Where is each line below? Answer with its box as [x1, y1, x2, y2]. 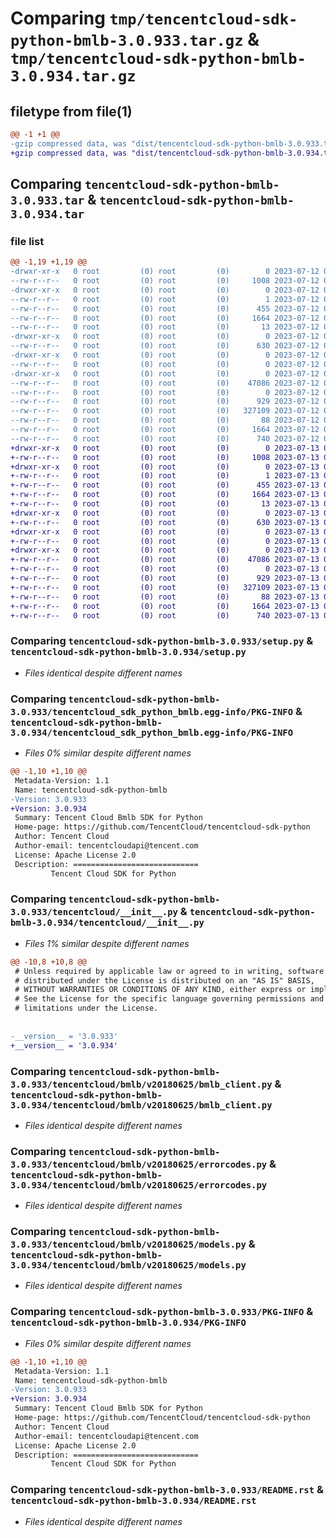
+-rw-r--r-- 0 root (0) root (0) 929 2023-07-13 [10, 573, 320, 584]
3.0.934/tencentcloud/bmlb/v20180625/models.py [10, 1260, 247, 1271]
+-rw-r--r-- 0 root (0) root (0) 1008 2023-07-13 [10, 452, 320, 462]
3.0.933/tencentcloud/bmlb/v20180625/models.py [10, 1239, 247, 1251]
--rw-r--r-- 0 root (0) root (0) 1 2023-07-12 [10, 294, 320, 304]
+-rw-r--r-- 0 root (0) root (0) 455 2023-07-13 [10, 480, 320, 491]
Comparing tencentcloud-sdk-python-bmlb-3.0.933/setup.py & [10, 634, 314, 648]
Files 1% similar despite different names [24, 937, 190, 949]
